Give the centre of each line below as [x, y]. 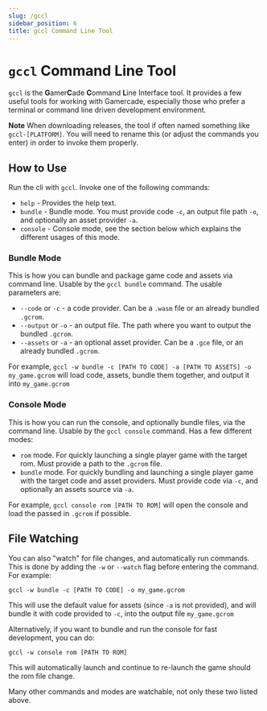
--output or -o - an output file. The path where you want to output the [136, 325]
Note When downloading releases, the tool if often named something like [129, 126]
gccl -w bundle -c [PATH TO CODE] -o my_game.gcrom [97, 590]
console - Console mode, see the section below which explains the [130, 229]
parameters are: [35, 293]
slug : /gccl [28, 16]
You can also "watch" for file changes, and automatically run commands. [129, 558]
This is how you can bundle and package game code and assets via [121, 275]
